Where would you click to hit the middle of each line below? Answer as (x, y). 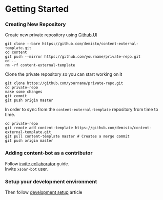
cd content (16, 52)
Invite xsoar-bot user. (27, 169)
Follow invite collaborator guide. (37, 164)
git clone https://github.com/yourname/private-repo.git (64, 83)
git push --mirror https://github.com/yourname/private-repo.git (73, 57)
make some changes (24, 92)
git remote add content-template (39, 128)
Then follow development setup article (44, 192)
